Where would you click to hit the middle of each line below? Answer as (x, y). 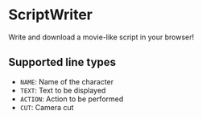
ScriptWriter (50, 15)
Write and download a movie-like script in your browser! (101, 37)
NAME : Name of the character (67, 81)
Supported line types (62, 62)
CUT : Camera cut (47, 107)
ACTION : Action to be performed (72, 99)
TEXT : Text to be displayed (63, 90)
